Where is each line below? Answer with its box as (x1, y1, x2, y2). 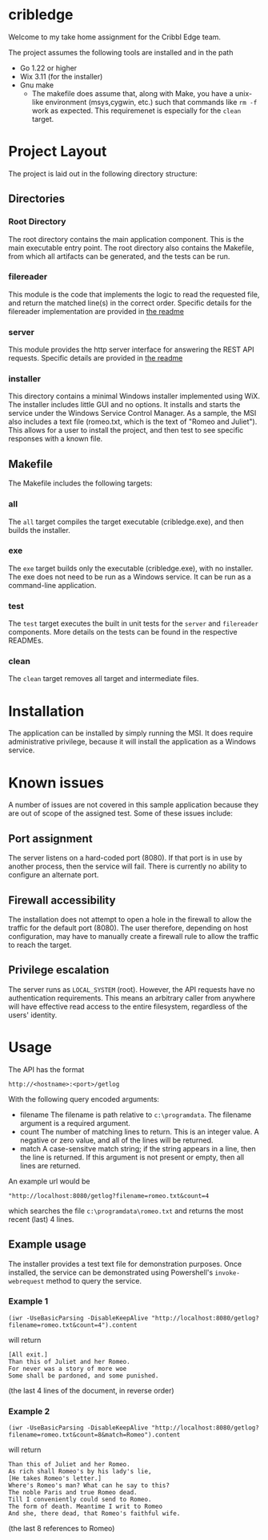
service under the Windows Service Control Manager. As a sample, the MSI (8, 409, 257, 418)
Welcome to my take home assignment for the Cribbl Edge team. (8, 32, 222, 42)
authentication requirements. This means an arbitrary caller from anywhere (8, 993, 256, 1002)
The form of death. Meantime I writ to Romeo (8, 1502, 162, 1511)
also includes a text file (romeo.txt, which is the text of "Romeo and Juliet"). (8, 417, 258, 426)
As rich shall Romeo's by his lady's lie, (8, 1468, 152, 1476)
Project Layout (8, 143, 107, 161)
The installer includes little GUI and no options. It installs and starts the (8, 400, 241, 409)
